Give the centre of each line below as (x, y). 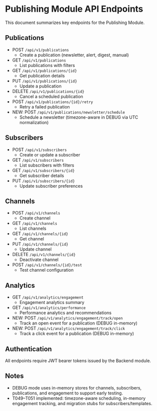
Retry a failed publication (45, 107)
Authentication (29, 349)
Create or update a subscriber (50, 154)
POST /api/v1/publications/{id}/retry (53, 102)
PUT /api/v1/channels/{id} (40, 244)
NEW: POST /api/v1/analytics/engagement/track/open (67, 318)
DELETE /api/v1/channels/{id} (44, 255)
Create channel (35, 218)
